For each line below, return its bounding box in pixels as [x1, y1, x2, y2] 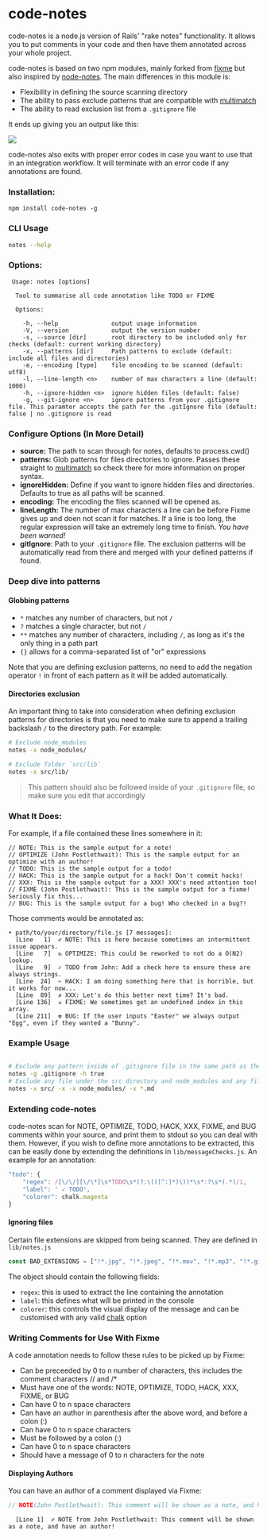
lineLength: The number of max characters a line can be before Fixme [19, 505, 251, 515]
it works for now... [8, 984, 77, 993]
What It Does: [8, 810, 62, 821]
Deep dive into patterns [8, 575, 101, 586]
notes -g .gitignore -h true [8, 1070, 105, 1078]
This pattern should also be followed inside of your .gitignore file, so [27, 782, 256, 791]
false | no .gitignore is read [8, 410, 112, 418]
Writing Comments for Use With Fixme [8, 1332, 161, 1343]
